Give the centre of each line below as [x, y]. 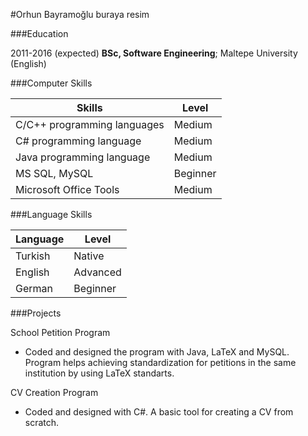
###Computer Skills [51, 83]
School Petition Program [60, 332]
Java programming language [83, 157]
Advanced [97, 272]
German [34, 288]
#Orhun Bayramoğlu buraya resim [80, 14]
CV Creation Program [54, 392]
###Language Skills [51, 214]
